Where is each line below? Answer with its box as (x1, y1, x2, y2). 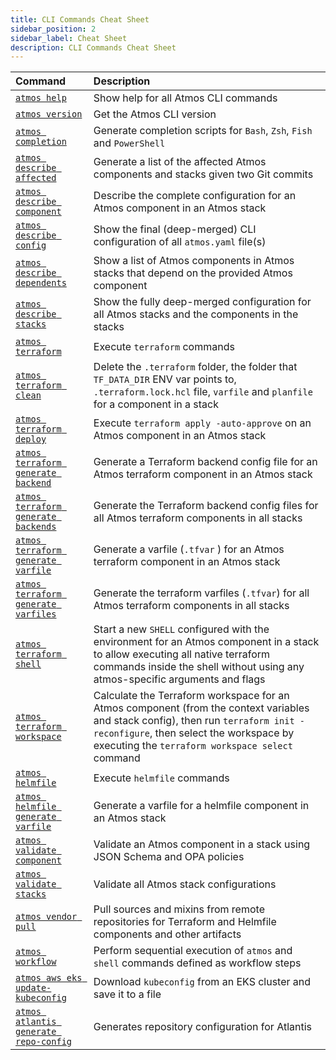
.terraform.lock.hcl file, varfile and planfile (93, 385, 313, 399)
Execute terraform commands (93, 340, 235, 354)
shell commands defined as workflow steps (93, 956, 302, 970)
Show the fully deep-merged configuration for (93, 295, 312, 309)
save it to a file (93, 987, 162, 1001)
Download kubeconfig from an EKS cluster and (93, 975, 312, 989)
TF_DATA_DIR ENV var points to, (93, 372, 237, 386)
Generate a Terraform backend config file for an (93, 455, 318, 469)
